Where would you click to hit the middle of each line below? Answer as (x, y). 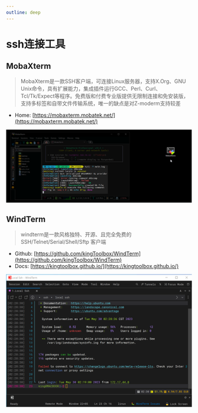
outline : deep (24, 12)
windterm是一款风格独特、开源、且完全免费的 (76, 234)
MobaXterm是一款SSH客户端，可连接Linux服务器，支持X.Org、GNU (103, 81)
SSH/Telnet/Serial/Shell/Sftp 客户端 (63, 242)
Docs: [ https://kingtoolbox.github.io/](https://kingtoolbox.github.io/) (96, 266)
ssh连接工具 (36, 44)
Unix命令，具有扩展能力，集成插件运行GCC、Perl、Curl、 (90, 88)
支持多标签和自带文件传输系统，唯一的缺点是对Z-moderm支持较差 (100, 103)
